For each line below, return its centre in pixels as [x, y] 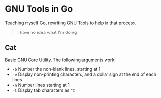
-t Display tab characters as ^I [43, 90]
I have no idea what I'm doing [47, 32]
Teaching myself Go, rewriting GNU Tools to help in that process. [71, 23]
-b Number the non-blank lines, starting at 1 [56, 69]
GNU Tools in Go [39, 9]
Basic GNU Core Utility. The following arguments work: [61, 60]
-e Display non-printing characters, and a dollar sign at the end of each [84, 74]
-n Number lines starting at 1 [41, 85]
